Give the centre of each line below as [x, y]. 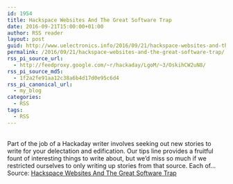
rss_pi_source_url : [35, 59]
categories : [24, 98]
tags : [15, 110]
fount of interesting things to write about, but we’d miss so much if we [107, 158]
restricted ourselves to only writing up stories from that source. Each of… [112, 165]
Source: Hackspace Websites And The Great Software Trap [92, 173]
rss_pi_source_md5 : [35, 71]
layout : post [26, 39]
